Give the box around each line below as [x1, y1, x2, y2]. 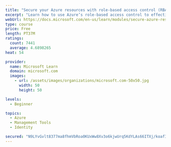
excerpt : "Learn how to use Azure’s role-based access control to [5, 12, 149, 17]
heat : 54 [5, 50, 24, 55]
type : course [5, 21, 33, 27]
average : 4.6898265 [10, 45, 51, 50]
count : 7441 [10, 41, 36, 46]
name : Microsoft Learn [10, 64, 58, 69]
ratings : [5, 36, 24, 41]
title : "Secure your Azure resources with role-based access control [5, 7, 156, 13]
